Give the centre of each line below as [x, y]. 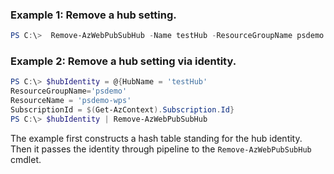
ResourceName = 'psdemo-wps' [71, 101]
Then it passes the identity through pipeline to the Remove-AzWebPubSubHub [161, 149]
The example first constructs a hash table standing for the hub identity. [156, 138]
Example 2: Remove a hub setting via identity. [123, 61]
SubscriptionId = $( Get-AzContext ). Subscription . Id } [122, 110]
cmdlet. [26, 159]
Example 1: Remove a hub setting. [93, 15]
